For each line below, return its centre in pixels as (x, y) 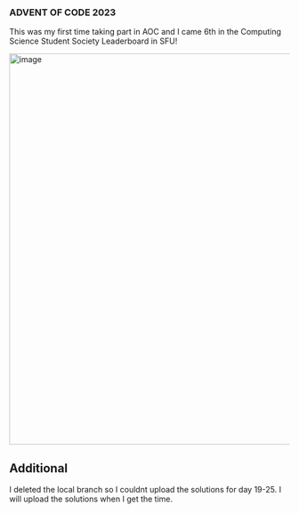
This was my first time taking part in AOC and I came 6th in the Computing (145, 32)
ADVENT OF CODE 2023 (63, 12)
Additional (39, 468)
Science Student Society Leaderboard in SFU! (93, 41)
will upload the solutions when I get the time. (91, 499)
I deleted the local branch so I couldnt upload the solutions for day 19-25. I (145, 490)
